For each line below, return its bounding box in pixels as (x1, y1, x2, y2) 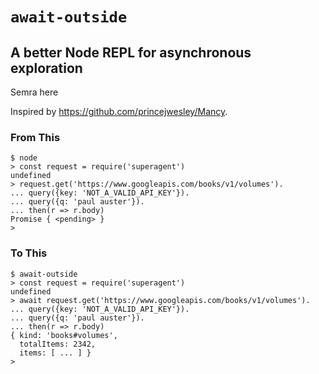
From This (10, 130, 61, 144)
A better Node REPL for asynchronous (10, 44, 252, 61)
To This (10, 246, 48, 260)
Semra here (10, 86, 59, 98)
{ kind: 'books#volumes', (10, 330, 118, 340)
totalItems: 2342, (19, 339, 97, 349)
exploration (10, 59, 83, 77)
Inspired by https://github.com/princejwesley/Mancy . (10, 106, 228, 117)
